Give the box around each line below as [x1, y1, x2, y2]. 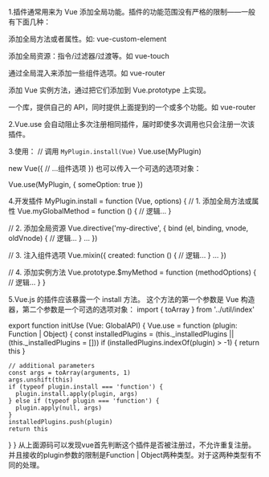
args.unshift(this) [8, 376, 74, 384]
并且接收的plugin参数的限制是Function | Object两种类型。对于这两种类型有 [8, 450, 255, 459]
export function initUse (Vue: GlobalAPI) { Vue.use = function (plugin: [8, 320, 238, 330]
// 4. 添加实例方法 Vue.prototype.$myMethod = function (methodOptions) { [8, 267, 257, 277]
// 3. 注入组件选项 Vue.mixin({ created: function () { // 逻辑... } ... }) [8, 251, 227, 259]
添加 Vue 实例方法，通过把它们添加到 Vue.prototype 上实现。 [8, 85, 211, 95]
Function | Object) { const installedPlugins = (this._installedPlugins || [8, 329, 234, 339]
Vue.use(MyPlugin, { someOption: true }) [8, 180, 143, 189]
